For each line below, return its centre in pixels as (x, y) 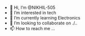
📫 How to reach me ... (32, 28)
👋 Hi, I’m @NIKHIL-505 (32, 8)
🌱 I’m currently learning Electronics (45, 18)
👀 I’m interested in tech (33, 13)
